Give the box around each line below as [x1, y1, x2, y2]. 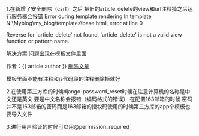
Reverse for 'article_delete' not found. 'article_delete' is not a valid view [6, 31, 182, 38]
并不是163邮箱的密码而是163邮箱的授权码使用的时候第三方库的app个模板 [6, 103, 186, 110]
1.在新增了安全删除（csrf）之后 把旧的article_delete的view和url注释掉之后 [6, 5, 188, 12]
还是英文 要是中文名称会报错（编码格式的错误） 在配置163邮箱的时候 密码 [11, 95, 193, 102]
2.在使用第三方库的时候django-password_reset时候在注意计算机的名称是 [6, 88, 185, 95]
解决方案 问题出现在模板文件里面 [6, 50, 87, 57]
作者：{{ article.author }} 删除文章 [6, 62, 90, 69]
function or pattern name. [6, 38, 70, 44]
